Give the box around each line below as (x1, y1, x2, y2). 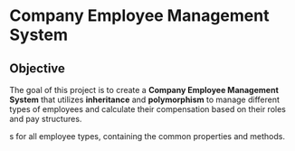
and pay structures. (9, 114, 82, 124)
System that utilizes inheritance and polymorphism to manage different (9, 94, 281, 105)
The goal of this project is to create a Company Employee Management (9, 85, 279, 95)
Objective (9, 61, 66, 76)
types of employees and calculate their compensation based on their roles (9, 104, 287, 114)
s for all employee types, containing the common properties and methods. (9, 131, 285, 141)
